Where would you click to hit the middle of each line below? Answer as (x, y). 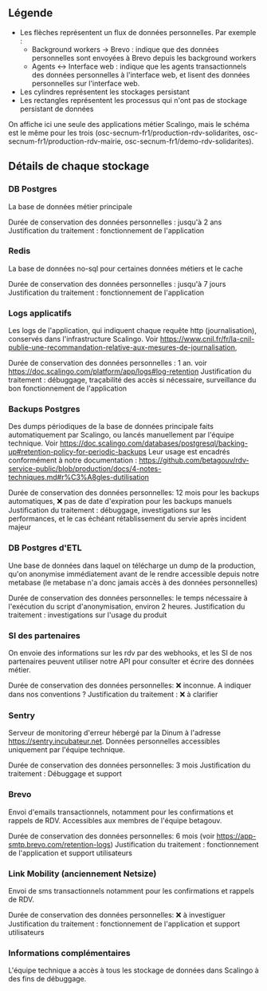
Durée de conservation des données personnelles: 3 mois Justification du (130, 765)
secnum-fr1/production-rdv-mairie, (66, 141)
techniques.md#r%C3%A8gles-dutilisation (79, 478)
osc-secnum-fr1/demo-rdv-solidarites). (189, 141)
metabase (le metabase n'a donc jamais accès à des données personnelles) (133, 582)
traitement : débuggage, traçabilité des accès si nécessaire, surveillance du (132, 380)
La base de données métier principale (71, 206)
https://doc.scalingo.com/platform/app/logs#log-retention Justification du (130, 371)
